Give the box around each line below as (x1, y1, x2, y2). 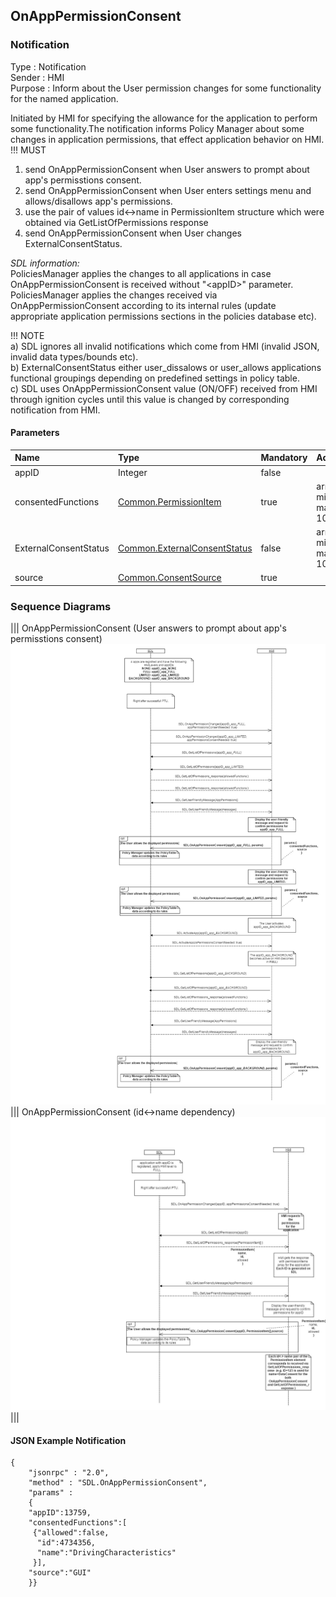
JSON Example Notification (10, 1434, 127, 1446)
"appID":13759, (28, 1508, 92, 1518)
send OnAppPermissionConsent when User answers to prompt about (24, 163, 310, 175)
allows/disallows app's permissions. (24, 195, 173, 207)
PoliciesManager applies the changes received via (10, 289, 218, 301)
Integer (118, 466, 148, 478)
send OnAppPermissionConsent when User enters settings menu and (24, 184, 312, 196)
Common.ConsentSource (118, 572, 222, 584)
